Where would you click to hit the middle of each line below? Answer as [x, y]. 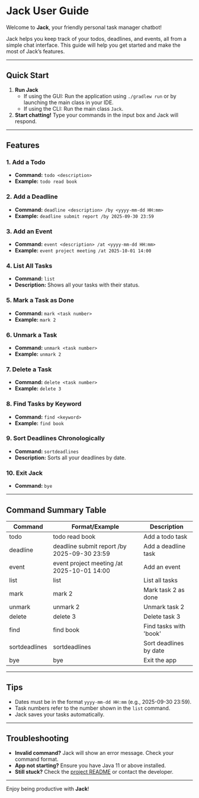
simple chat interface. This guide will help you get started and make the [93, 45]
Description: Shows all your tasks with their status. [77, 285]
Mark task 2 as [164, 590]
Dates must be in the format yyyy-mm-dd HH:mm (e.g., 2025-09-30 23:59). [103, 702]
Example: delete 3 [38, 388]
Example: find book [39, 423]
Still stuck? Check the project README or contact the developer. [94, 771]
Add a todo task [166, 536]
